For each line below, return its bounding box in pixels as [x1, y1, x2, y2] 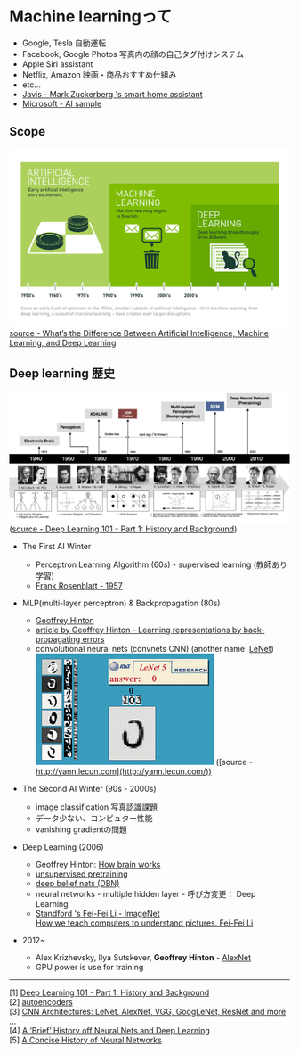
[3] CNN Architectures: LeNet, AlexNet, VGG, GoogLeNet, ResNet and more [9, 1006, 287, 1017]
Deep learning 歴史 [9, 366, 116, 381]
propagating [35, 633, 81, 645]
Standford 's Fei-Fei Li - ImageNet [35, 908, 160, 918]
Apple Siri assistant [21, 58, 93, 70]
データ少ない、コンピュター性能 [35, 812, 153, 823]
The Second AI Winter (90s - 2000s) [21, 783, 158, 794]
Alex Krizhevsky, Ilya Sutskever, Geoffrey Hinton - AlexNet [35, 951, 252, 962]
